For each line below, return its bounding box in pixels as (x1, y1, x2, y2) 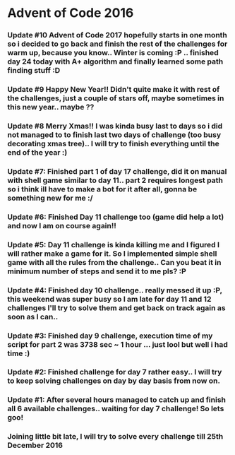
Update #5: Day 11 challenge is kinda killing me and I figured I (7, 240, 220, 249)
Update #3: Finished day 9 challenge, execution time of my (7, 331, 213, 341)
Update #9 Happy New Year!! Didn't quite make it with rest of (7, 85, 220, 95)
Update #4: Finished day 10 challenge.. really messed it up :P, (7, 285, 222, 295)
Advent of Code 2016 (7, 5, 134, 21)
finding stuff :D (7, 66, 61, 76)
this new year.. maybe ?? (7, 102, 95, 112)
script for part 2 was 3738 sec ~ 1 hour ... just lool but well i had (7, 339, 228, 349)
